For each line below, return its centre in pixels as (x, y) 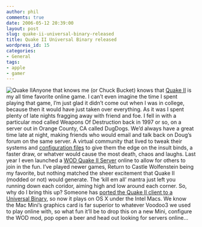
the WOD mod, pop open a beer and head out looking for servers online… (97, 218)
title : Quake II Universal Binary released (62, 40)
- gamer (16, 73)
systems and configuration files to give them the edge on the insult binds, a (99, 148)
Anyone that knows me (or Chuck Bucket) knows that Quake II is (112, 90)
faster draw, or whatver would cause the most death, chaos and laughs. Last (101, 154)
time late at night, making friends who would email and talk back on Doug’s (99, 135)
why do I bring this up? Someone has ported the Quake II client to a (90, 192)
